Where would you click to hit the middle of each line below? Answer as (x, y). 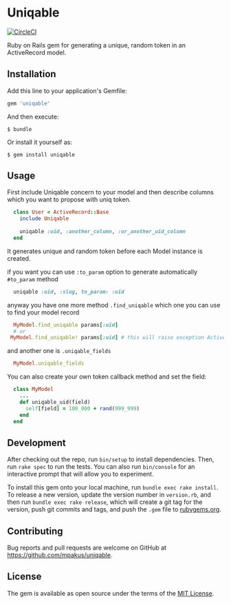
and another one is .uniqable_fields (59, 351)
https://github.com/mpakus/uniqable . (60, 555)
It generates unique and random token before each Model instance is (105, 251)
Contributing (35, 531)
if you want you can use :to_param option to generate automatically (102, 272)
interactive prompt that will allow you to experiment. (80, 474)
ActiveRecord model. (37, 52)
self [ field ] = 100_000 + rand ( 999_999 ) (82, 408)
